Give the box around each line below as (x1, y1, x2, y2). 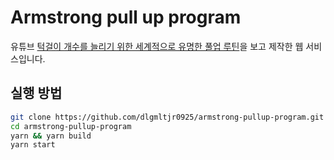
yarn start (10, 140, 56, 150)
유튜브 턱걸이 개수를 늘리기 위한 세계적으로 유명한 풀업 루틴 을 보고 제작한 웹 (10, 40, 304, 52)
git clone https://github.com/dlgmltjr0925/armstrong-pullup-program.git (10, 112, 325, 122)
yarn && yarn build (10, 131, 92, 141)
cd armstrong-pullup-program (10, 121, 132, 131)
